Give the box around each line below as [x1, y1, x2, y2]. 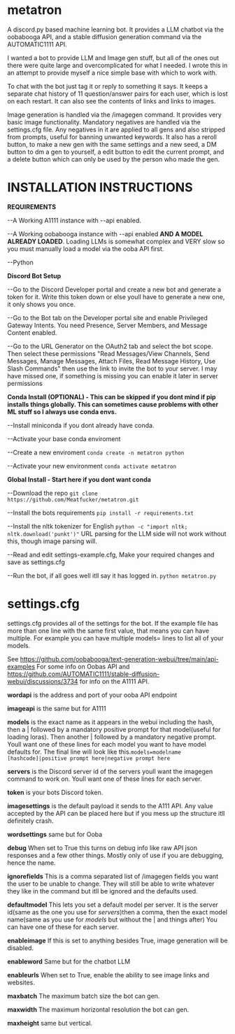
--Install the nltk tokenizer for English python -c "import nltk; [7, 522, 188, 530]
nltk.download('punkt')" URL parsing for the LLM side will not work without [7, 529, 227, 538]
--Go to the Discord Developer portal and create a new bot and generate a [7, 285, 222, 294]
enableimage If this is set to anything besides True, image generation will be [7, 936, 228, 945]
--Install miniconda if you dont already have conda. [7, 421, 155, 429]
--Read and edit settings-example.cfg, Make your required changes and [7, 550, 215, 559]
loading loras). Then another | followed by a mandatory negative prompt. [7, 733, 217, 741]
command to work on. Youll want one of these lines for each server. [7, 775, 202, 783]
